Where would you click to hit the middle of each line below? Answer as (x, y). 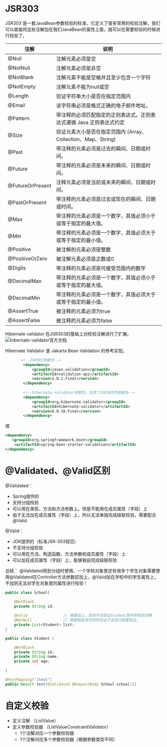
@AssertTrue (23, 311)
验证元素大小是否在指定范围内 (91, 132)
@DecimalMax (25, 281)
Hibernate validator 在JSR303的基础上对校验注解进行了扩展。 (68, 334)
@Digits (17, 268)
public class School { (28, 592)
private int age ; (32, 661)
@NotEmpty (22, 86)
